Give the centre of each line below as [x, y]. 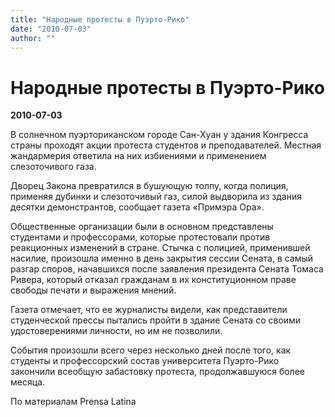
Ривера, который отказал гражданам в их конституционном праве [153, 280]
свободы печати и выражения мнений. [93, 290]
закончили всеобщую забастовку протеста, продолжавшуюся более [157, 372]
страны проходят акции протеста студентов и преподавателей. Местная [166, 145]
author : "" [33, 38]
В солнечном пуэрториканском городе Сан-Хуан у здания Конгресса [159, 135]
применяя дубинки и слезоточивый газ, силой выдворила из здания [156, 197]
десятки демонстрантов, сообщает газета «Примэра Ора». [137, 207]
